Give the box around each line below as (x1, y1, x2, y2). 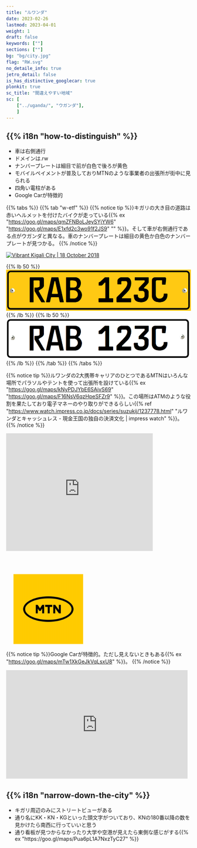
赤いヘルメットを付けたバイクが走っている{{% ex (6, 212, 125, 219)
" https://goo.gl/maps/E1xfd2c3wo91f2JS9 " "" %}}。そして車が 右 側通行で (6, 225, 184, 232)
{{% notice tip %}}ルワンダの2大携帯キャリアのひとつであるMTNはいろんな (6, 372, 189, 379)
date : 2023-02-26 (6, 15, 49, 22)
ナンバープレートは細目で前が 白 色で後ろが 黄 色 (14, 162, 128, 169)
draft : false (6, 34, 38, 41)
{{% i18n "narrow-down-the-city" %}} (6, 790, 151, 800)
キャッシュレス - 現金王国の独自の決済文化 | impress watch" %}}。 (21, 415, 183, 422)
